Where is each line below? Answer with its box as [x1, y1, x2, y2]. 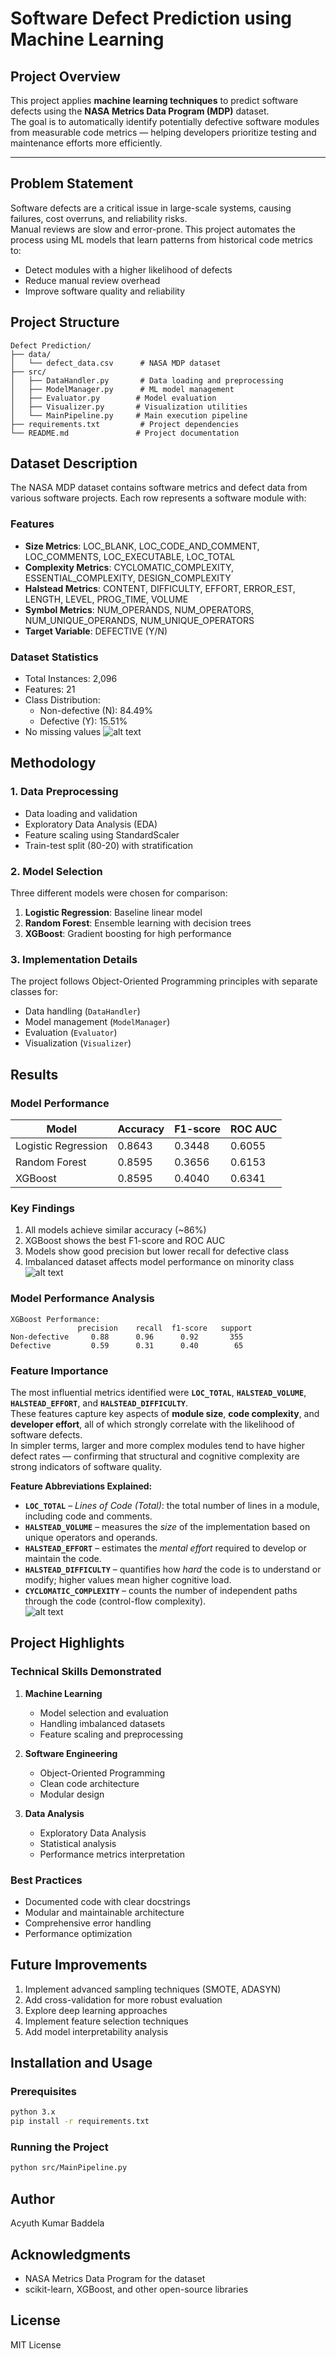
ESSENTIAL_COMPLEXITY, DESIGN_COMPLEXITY [24, 572, 232, 584]
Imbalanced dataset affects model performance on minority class [24, 1256, 295, 1268]
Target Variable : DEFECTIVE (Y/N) [24, 625, 168, 637]
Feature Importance [10, 1363, 109, 1377]
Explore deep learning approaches [24, 2004, 168, 2016]
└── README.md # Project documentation [10, 428, 240, 438]
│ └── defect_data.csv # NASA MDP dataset [10, 358, 222, 368]
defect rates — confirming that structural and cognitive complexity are [10, 1450, 300, 1462]
